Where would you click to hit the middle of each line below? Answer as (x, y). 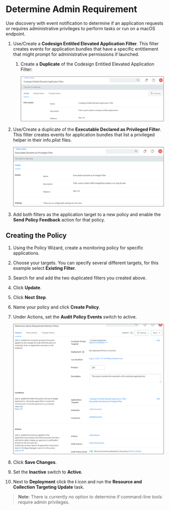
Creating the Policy (36, 235)
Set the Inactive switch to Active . (48, 472)
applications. (26, 253)
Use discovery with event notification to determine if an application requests (84, 23)
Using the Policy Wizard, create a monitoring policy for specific (78, 248)
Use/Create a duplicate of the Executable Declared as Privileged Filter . (87, 130)
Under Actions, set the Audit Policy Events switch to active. (75, 317)
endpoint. (16, 34)
